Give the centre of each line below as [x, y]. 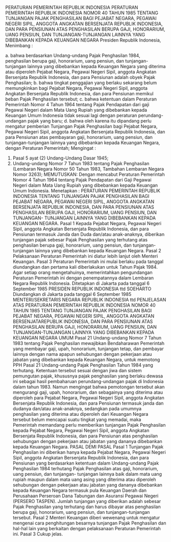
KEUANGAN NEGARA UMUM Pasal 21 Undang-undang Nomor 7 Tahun [87, 338]
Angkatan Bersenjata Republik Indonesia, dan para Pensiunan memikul [80, 94]
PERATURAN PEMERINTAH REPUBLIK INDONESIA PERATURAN [72, 7]
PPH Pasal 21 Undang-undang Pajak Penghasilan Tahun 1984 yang [83, 365]
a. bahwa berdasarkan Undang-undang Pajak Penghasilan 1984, [73, 55]
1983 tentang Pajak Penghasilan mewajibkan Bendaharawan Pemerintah [89, 343]
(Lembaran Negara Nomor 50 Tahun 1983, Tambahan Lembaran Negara [88, 169]
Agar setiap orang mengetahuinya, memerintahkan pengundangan [82, 272]
